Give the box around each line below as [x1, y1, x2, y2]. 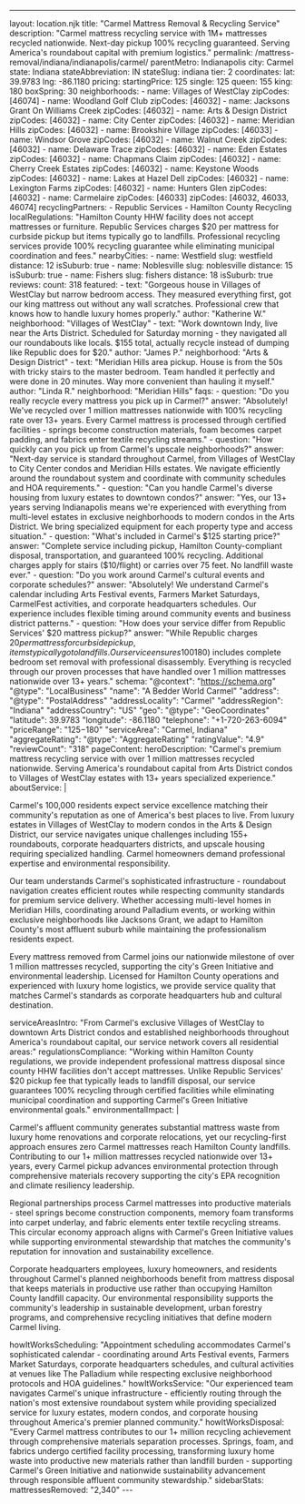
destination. [9, 1000, 54, 1011]
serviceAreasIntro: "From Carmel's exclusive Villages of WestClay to [9, 1017, 265, 1028]
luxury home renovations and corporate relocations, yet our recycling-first [9, 1132, 287, 1143]
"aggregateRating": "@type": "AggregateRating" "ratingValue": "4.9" [9, 734, 265, 745]
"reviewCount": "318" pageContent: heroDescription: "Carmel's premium [9, 744, 281, 754]
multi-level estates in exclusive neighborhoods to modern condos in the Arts [9, 512, 295, 522]
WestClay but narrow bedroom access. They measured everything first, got [9, 289, 292, 300]
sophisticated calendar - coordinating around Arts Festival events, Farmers [9, 1349, 290, 1359]
